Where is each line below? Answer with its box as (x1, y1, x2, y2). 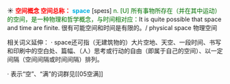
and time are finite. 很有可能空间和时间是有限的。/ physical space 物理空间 (7, 24, 218, 31)
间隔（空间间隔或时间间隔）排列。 (7, 55, 103, 64)
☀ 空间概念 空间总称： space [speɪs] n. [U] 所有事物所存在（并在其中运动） (7, 7, 221, 14)
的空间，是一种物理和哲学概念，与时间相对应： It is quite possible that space (7, 15, 222, 23)
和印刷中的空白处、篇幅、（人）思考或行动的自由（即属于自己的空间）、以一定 (7, 47, 223, 55)
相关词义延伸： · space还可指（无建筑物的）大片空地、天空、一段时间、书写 (7, 38, 222, 46)
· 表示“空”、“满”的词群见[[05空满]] (7, 70, 104, 78)
